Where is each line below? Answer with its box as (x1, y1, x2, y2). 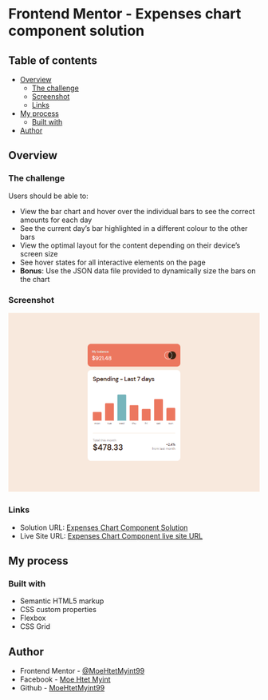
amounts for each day (19, 215, 93, 225)
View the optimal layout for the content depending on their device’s (19, 241, 241, 250)
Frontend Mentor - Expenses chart (8, 5, 242, 23)
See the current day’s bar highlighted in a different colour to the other (19, 223, 248, 233)
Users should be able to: (8, 191, 89, 201)
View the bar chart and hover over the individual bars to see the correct (19, 206, 255, 216)
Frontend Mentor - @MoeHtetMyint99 (19, 666, 145, 676)
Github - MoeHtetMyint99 (19, 683, 105, 693)
